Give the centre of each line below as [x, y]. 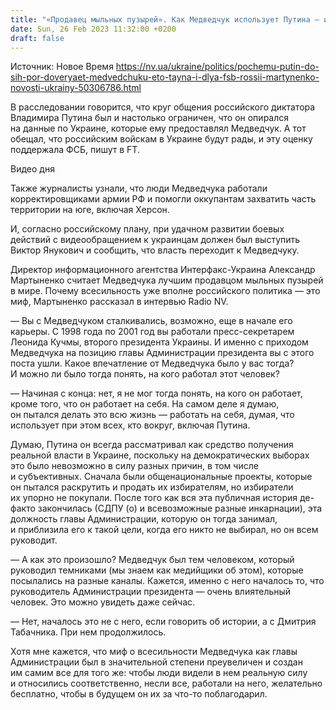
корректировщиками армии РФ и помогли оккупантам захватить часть [163, 199]
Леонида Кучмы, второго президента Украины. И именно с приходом [159, 342]
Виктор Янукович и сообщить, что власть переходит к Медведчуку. [155, 250]
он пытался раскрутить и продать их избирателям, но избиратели [152, 487]
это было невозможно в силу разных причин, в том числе [134, 466]
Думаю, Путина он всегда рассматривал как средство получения [152, 445]
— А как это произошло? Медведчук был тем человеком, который [152, 560]
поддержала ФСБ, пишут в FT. [75, 150]
